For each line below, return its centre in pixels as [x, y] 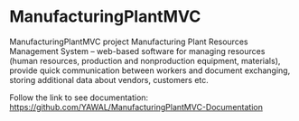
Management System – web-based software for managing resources [137, 51]
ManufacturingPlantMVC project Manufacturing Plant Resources [129, 42]
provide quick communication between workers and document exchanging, [150, 70]
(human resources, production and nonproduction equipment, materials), [145, 60]
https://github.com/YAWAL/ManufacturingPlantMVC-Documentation [136, 107]
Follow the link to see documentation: [79, 98]
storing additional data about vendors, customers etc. [109, 79]
